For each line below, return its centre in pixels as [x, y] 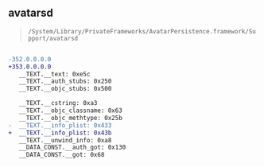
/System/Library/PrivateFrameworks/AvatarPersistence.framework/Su [142, 31]
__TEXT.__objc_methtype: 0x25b [71, 118]
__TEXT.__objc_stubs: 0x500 [65, 89]
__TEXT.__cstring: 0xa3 [58, 103]
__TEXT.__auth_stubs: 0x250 [65, 82]
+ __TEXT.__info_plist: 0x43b [60, 133]
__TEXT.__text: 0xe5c [54, 74]
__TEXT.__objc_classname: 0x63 [71, 111]
